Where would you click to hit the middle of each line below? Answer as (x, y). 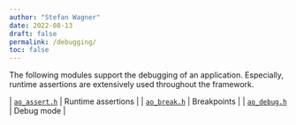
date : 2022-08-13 (41, 26)
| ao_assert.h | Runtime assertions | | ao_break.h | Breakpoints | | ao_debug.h (148, 101)
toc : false (29, 50)
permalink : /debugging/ (53, 42)
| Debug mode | (38, 111)
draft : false (33, 33)
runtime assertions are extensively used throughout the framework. (132, 85)
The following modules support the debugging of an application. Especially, (147, 75)
